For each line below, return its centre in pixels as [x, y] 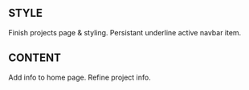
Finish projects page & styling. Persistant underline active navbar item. [125, 32]
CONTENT [35, 58]
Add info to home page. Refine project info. [80, 77]
